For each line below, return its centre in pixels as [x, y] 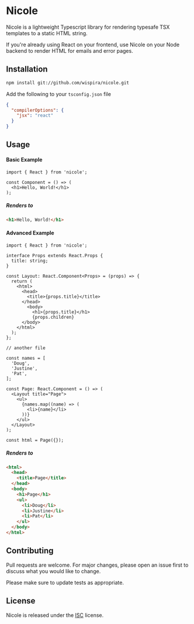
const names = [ [26, 358]
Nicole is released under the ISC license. [55, 615]
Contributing [30, 551]
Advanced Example [30, 233]
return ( [22, 281]
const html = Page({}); [35, 440]
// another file [26, 348]
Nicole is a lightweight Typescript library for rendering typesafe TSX [88, 27]
